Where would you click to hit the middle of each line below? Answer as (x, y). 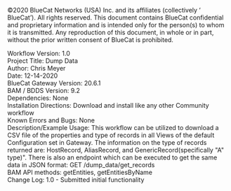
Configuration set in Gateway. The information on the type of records (107, 142)
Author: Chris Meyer (37, 68)
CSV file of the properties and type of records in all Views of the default (111, 135)
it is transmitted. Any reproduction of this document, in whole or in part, (111, 32)
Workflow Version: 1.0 (39, 53)
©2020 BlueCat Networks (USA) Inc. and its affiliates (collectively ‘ (104, 10)
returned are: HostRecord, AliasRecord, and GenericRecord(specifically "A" (116, 150)
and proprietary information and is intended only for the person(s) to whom (116, 25)
